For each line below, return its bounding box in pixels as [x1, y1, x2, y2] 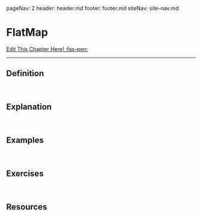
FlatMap [6, 26, 48, 40]
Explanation [6, 102, 52, 112]
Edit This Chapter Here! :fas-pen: [6, 45, 88, 52]
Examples [6, 135, 44, 145]
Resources [6, 202, 47, 212]
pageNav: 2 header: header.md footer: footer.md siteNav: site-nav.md [6, 5, 179, 11]
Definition [6, 68, 44, 79]
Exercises [6, 168, 44, 178]
